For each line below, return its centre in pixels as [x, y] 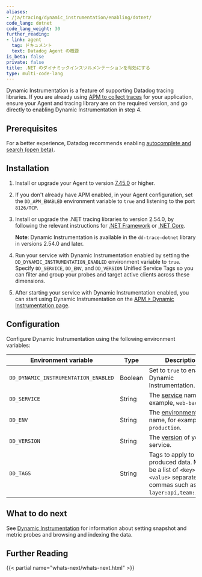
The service [166, 395]
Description [182, 360]
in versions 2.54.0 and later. [49, 243]
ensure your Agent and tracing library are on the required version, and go [97, 104]
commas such [169, 484]
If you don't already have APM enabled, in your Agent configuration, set [104, 195]
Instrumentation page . [42, 305]
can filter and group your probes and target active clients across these [102, 274]
